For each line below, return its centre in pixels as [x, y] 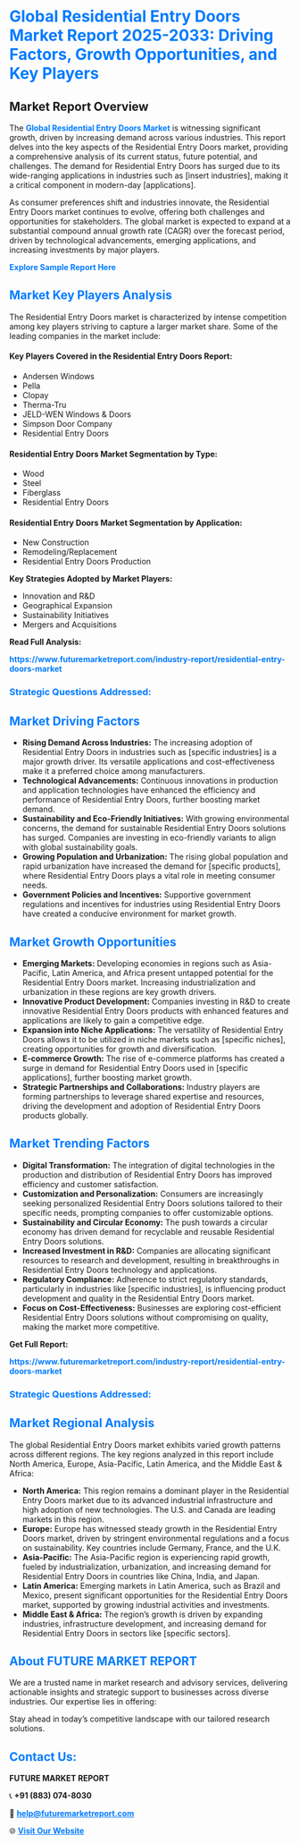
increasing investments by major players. [85, 250]
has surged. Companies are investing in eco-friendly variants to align [149, 837]
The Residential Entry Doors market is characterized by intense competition [148, 317]
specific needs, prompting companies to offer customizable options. [148, 1212]
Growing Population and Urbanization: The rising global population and [155, 857]
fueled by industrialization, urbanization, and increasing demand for [147, 1567]
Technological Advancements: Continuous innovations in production [150, 781]
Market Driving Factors [75, 721]
